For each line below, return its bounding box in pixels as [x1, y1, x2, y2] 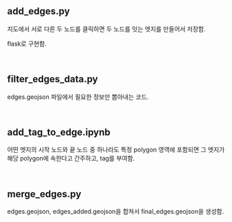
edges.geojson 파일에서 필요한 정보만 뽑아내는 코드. [7, 93, 149, 101]
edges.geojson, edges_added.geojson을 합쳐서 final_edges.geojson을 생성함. [7, 207, 224, 216]
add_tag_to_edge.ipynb [7, 127, 110, 138]
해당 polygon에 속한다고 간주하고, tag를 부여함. [7, 154, 135, 163]
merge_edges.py [7, 188, 81, 200]
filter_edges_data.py [7, 73, 98, 85]
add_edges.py [7, 6, 70, 17]
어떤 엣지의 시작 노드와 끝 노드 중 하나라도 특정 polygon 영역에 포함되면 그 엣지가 [7, 145, 225, 154]
